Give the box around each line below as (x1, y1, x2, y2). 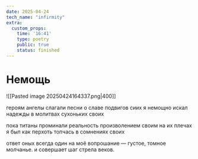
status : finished (17, 47, 60, 53)
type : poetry (17, 36, 49, 42)
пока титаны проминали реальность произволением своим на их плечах (6, 122, 192, 129)
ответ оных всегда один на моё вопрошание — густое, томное (6, 139, 166, 147)
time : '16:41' (17, 31, 52, 37)
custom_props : (11, 25, 46, 31)
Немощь (6, 72, 51, 86)
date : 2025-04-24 (6, 8, 49, 15)
